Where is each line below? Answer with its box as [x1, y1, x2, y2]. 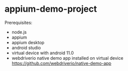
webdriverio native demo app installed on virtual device [11, 55, 124, 61]
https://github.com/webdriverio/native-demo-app [11, 60, 112, 66]
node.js [11, 29, 27, 35]
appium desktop [11, 39, 44, 45]
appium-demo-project [4, 3, 97, 15]
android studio [11, 45, 41, 50]
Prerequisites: [4, 20, 33, 25]
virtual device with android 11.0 [11, 50, 74, 56]
